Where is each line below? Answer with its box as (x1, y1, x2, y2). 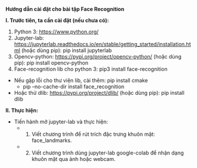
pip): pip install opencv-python (14, 59, 89, 66)
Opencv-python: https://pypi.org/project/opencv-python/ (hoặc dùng (14, 53, 182, 60)
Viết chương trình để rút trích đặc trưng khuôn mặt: (31, 131, 155, 138)
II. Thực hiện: (5, 107, 39, 114)
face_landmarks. (31, 137, 72, 143)
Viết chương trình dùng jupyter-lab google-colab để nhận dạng (31, 149, 184, 156)
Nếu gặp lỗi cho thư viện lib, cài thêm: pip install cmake (14, 77, 148, 84)
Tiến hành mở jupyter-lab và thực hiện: (14, 118, 108, 125)
